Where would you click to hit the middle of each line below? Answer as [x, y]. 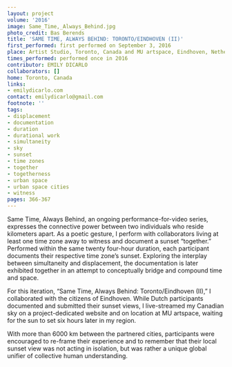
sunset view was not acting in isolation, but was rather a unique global [107, 348]
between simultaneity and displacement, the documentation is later [103, 263]
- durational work [33, 135]
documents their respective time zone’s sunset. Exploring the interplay [107, 256]
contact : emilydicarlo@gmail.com [55, 97]
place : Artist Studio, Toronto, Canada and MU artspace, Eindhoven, [108, 52]
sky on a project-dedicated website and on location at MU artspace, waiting [115, 313]
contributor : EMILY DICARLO [48, 65]
